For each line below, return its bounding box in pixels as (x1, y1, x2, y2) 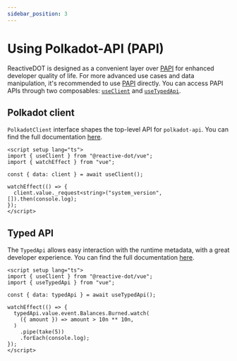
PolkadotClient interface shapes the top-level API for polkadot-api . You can (7, 125, 229, 134)
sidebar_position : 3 (7, 10, 68, 18)
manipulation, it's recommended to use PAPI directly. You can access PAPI (7, 79, 224, 87)
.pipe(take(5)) (20, 329, 65, 336)
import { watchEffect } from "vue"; (7, 159, 115, 166)
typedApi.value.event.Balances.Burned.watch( (13, 310, 150, 317)
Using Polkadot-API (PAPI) (7, 40, 164, 56)
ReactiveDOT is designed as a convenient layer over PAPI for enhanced (7, 64, 214, 72)
